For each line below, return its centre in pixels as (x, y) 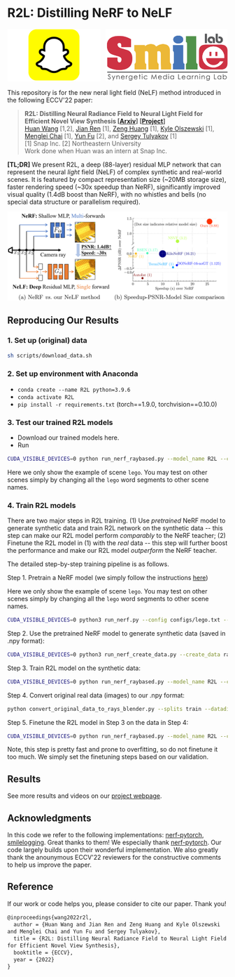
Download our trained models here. (68, 438)
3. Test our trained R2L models (60, 422)
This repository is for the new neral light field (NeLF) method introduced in (114, 92)
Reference (30, 887)
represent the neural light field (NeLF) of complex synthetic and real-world (115, 172)
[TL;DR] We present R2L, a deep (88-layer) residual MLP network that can (114, 164)
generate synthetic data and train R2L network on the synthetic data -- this (115, 528)
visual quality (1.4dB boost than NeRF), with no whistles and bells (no (107, 194)
